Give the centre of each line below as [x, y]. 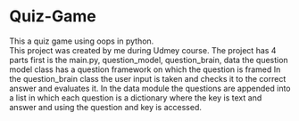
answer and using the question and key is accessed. [106, 107]
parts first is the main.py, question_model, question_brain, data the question [149, 60]
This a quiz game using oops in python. [82, 41]
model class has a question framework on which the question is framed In [145, 69]
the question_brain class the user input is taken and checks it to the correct [148, 78]
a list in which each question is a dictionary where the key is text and [136, 97]
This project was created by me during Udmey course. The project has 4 [143, 50]
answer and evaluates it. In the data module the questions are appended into [150, 88]
